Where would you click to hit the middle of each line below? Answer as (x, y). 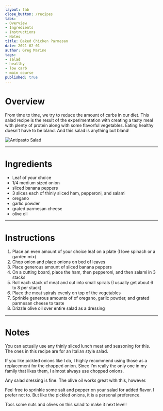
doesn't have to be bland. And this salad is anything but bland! (67, 130)
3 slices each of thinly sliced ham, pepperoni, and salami (69, 193)
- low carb (16, 69)
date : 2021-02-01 (23, 46)
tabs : (10, 18)
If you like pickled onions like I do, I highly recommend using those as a (76, 360)
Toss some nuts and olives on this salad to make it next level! (66, 404)
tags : (10, 55)
